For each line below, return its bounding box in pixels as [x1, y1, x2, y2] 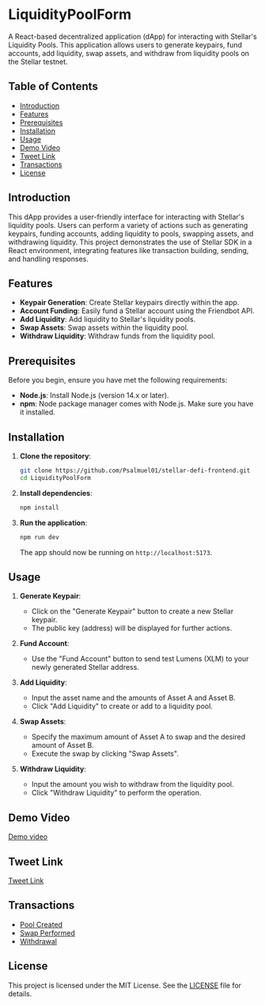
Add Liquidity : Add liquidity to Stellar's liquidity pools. [19, 315, 196, 324]
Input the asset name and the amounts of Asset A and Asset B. [31, 693, 236, 703]
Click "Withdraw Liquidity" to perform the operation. [31, 788, 202, 798]
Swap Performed [19, 928, 75, 938]
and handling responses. [8, 254, 89, 263]
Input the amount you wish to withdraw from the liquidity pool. [31, 780, 234, 789]
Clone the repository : [19, 451, 92, 460]
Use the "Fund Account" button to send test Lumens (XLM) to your [31, 654, 249, 663]
